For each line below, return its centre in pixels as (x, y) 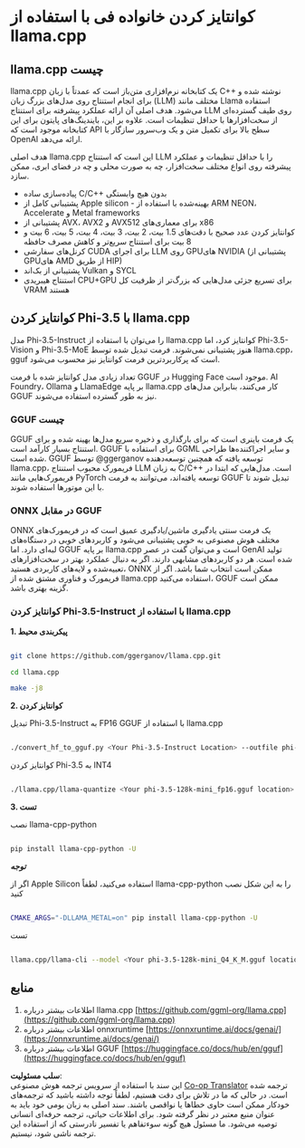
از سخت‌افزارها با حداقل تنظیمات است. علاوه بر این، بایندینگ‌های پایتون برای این (144, 120)
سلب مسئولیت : (36, 1076)
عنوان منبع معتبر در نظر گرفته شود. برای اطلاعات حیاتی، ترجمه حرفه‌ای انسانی (143, 1114)
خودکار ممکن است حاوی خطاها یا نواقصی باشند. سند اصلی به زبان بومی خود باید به (150, 1104)
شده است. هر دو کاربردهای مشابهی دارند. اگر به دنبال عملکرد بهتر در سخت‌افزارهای (152, 560)
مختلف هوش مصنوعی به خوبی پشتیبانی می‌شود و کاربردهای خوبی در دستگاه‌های (145, 540)
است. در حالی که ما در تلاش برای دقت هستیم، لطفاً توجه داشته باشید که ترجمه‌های (149, 1095)
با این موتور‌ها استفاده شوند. (57, 487)
